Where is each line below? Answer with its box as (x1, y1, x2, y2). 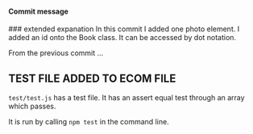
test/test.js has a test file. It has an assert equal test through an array (8, 93, 245, 103)
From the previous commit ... (8, 48, 104, 58)
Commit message (8, 6, 68, 16)
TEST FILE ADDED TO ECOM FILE (8, 71, 176, 85)
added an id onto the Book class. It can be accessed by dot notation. (8, 33, 236, 43)
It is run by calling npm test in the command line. (8, 117, 169, 127)
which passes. (8, 101, 56, 112)
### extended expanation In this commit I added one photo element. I (8, 24, 240, 34)
